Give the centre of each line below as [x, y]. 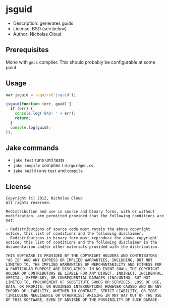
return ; [23, 118]
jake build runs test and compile [48, 171]
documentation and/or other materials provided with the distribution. [82, 247]
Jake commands [32, 148]
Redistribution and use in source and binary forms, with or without [80, 212]
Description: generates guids [43, 23]
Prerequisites [27, 50]
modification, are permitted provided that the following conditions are [85, 216]
